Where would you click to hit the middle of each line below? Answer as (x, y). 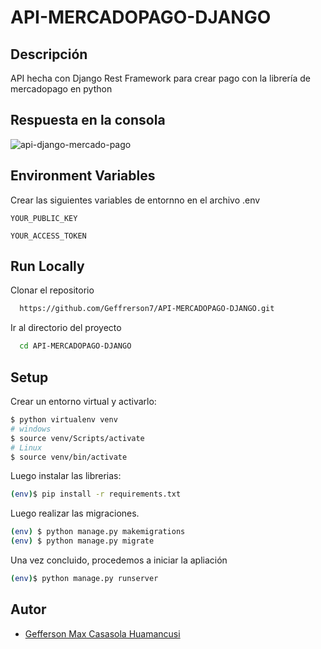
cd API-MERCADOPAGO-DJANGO (75, 346)
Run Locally (47, 266)
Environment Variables (83, 176)
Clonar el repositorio (52, 290)
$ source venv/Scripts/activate (77, 438)
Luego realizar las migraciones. (75, 513)
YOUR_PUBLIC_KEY (44, 218)
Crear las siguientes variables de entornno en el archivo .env (135, 200)
